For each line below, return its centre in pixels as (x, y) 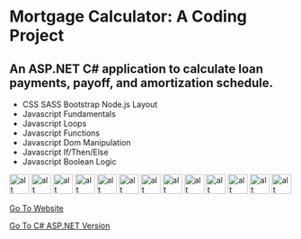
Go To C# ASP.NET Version (60, 226)
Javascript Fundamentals (69, 114)
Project (37, 35)
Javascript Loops (54, 124)
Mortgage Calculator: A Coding (128, 17)
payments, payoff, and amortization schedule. (142, 83)
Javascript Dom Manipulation (76, 142)
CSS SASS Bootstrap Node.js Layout (90, 104)
